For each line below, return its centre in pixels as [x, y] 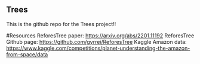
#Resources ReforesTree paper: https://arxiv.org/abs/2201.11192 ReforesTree [100, 36]
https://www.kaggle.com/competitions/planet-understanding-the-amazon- [98, 48]
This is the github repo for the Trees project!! [61, 24]
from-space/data [27, 54]
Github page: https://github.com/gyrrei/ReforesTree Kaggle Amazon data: [96, 41]
